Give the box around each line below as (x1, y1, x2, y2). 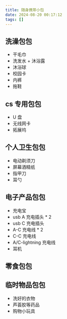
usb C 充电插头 (12, 220, 45, 226)
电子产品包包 (5, 193, 46, 201)
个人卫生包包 (5, 143, 46, 152)
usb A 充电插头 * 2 (12, 214, 52, 220)
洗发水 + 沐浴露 (12, 58, 45, 64)
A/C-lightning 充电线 (12, 239, 56, 245)
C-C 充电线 (12, 233, 37, 239)
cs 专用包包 (5, 100, 42, 108)
